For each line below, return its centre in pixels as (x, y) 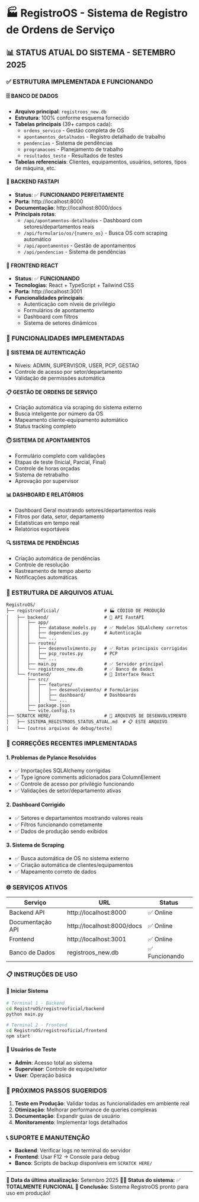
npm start (18, 1036)
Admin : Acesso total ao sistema (54, 1062)
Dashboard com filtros (51, 317)
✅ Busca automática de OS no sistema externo (72, 858)
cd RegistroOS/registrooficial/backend (55, 1009)
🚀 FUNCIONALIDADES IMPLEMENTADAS (65, 338)
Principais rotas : (35, 214)
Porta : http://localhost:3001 (48, 291)
